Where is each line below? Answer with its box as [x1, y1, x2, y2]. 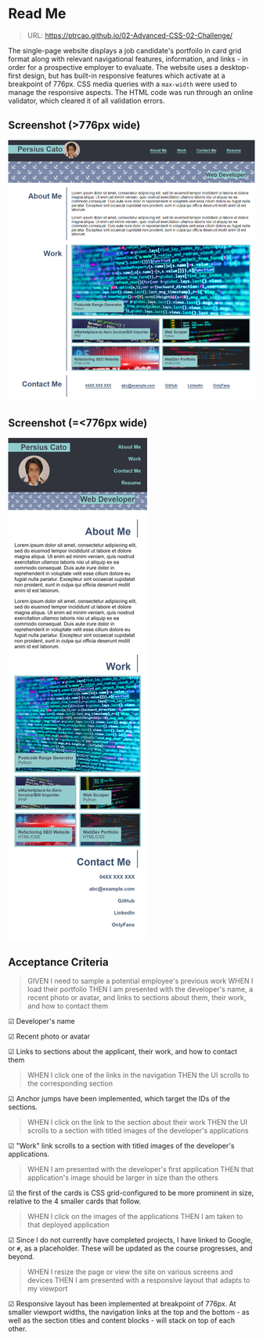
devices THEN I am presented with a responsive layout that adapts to [27, 1276, 250, 1285]
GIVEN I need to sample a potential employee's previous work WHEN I [27, 977, 254, 986]
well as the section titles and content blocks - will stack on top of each [8, 1316, 236, 1325]
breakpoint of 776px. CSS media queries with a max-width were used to [8, 79, 237, 89]
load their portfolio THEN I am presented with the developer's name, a [27, 984, 254, 994]
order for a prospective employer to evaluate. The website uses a [8, 62, 218, 71]
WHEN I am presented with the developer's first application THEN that [27, 1165, 254, 1174]
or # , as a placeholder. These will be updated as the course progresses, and [8, 1243, 253, 1253]
